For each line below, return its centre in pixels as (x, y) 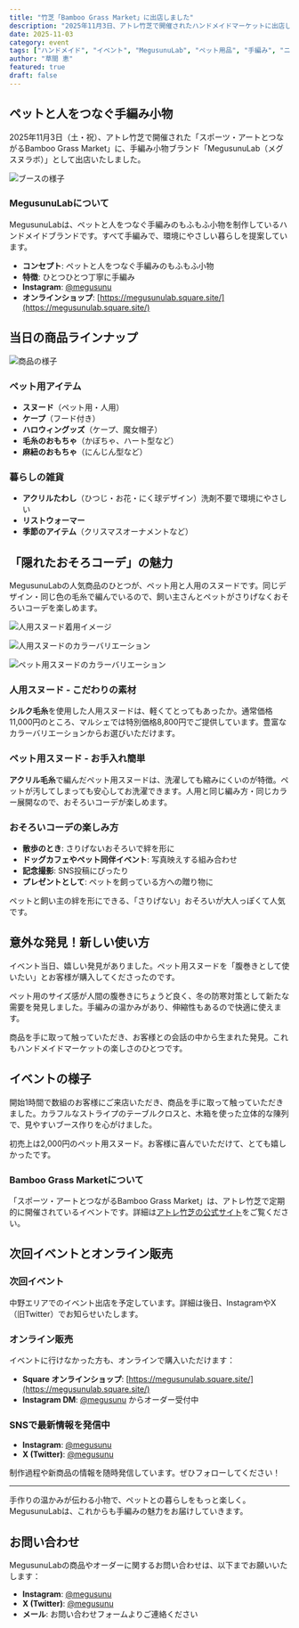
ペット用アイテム (45, 386)
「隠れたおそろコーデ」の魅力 (91, 562)
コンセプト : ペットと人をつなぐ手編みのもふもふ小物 (118, 266)
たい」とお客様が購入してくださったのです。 (98, 977)
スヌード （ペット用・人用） (73, 407)
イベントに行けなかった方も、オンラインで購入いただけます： (122, 1360)
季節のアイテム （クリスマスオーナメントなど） (107, 532)
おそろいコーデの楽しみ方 (64, 827)
